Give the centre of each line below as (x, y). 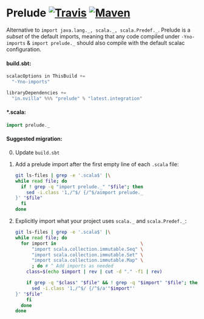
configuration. (24, 49)
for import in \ (82, 244)
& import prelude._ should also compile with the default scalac (106, 43)
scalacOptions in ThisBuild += (46, 76)
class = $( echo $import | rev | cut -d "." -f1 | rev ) (94, 272)
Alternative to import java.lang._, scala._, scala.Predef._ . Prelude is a (98, 30)
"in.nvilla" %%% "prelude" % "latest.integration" (77, 98)
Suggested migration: (34, 139)
